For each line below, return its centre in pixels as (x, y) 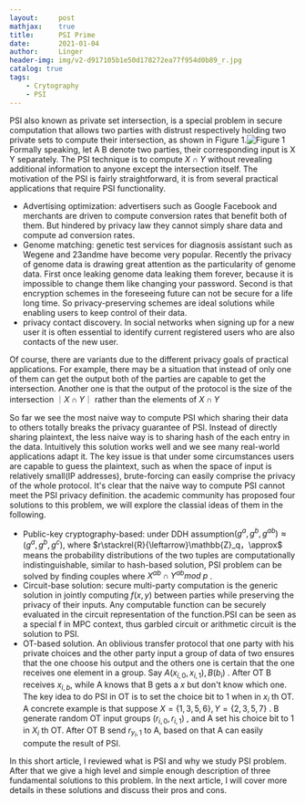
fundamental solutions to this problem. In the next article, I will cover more (148, 780)
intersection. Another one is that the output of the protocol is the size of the (151, 388)
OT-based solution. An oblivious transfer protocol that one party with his (158, 643)
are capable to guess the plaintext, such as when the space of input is (141, 465)
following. (28, 514)
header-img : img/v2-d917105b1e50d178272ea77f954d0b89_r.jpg (126, 60)
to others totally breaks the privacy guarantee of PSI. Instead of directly (143, 427)
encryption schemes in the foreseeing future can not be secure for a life (158, 293)
